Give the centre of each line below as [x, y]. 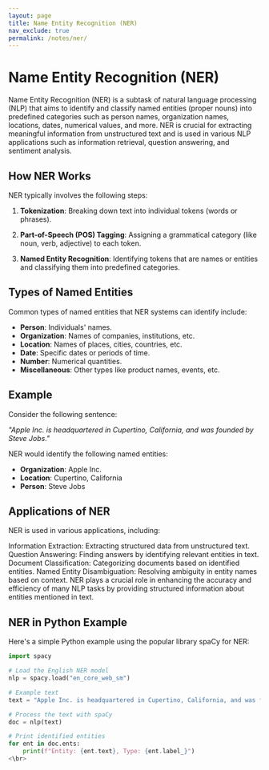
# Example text [34, 692]
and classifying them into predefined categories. [100, 267]
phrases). [36, 219]
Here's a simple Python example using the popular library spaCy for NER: [129, 642]
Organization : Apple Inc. [61, 469]
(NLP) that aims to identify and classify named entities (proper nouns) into [130, 108]
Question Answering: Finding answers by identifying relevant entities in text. [134, 555]
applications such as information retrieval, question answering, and [119, 142]
